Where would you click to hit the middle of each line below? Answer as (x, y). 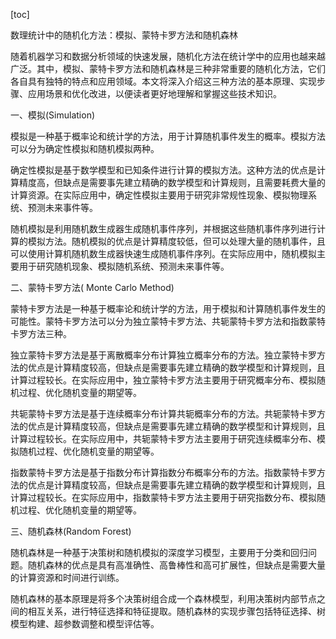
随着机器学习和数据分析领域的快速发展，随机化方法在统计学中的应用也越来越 (168, 56)
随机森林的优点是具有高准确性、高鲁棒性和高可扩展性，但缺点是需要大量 (176, 565)
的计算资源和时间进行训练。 (67, 577)
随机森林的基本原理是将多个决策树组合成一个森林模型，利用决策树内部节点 (163, 598)
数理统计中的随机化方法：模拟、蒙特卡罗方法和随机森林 (124, 35)
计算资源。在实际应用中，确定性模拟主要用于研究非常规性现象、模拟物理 (159, 195)
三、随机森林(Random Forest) (71, 531)
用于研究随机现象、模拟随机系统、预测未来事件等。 (124, 266)
